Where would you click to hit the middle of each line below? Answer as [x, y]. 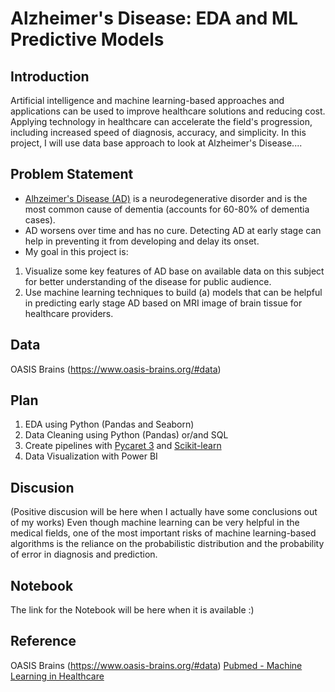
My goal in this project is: [76, 251]
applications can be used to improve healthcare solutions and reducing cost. [168, 111]
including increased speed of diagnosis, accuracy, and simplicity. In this [158, 132]
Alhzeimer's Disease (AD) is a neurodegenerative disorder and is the [166, 198]
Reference [43, 641]
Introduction [50, 76]
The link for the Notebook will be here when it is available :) [132, 610]
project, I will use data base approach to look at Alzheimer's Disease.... [156, 143]
